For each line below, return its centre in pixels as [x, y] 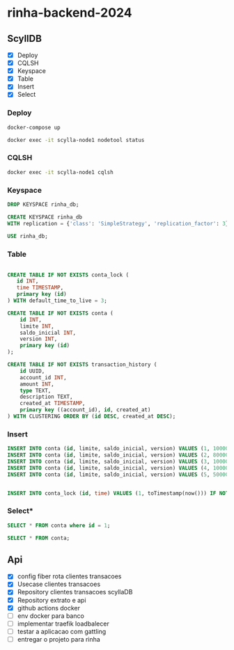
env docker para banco [51, 616]
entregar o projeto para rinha [59, 639]
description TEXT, [46, 397]
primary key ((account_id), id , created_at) [85, 410]
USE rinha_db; [28, 237]
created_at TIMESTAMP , [53, 404]
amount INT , [37, 384]
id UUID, [32, 371]
